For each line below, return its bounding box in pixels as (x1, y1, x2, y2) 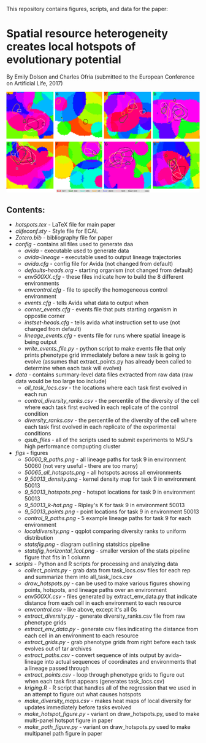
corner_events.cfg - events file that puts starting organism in (24, 306, 178, 313)
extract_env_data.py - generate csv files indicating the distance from (24, 626, 199, 633)
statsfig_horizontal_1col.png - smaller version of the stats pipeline (24, 547, 190, 554)
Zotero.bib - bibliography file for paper (15, 234, 113, 241)
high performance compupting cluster (24, 443, 121, 450)
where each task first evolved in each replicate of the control (24, 403, 178, 411)
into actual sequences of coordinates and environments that (44, 658, 197, 666)
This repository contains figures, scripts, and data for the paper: (6, 6, 169, 12)
